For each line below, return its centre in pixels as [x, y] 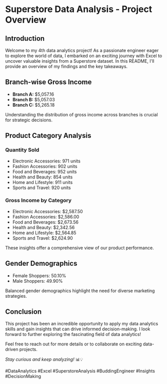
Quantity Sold [22, 150]
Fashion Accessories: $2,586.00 [46, 217]
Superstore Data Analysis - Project [79, 9]
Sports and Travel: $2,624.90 [43, 238]
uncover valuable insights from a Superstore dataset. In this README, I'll [80, 61]
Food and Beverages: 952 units [44, 171]
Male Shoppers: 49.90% [37, 281]
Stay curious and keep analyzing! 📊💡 [44, 359]
